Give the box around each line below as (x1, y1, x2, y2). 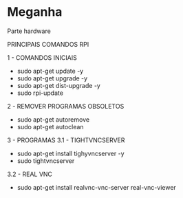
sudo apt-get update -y (17, 67, 84, 75)
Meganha (7, 4, 63, 20)
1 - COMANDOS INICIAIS (7, 53, 77, 62)
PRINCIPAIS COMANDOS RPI (7, 40, 89, 48)
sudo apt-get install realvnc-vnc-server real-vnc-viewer (17, 183, 177, 191)
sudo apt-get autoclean (17, 122, 84, 131)
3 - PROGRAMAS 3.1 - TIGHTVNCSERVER (7, 135, 125, 144)
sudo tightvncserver (17, 156, 75, 165)
